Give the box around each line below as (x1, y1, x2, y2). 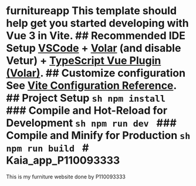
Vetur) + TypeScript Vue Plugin (6, 54, 161, 67)
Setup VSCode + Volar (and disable (6, 42, 181, 55)
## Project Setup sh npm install (6, 92, 166, 105)
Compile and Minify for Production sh (6, 129, 191, 142)
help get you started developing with (6, 16, 189, 30)
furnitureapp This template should (6, 4, 177, 18)
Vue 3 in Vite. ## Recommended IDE (6, 29, 186, 42)
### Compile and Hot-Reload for (6, 104, 168, 117)
